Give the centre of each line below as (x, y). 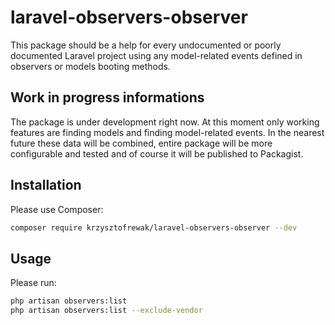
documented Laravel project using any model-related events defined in (156, 55)
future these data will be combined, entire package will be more (141, 143)
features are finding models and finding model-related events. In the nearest (167, 132)
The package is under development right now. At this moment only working (165, 122)
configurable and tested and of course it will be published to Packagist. (157, 153)
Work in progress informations (107, 97)
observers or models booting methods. (90, 66)
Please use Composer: (57, 209)
